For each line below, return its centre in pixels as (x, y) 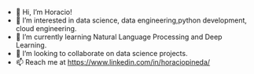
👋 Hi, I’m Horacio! (44, 12)
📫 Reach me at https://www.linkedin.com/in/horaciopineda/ (113, 62)
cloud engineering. (46, 28)
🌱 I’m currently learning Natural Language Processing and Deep (119, 37)
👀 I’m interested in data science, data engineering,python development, (131, 20)
